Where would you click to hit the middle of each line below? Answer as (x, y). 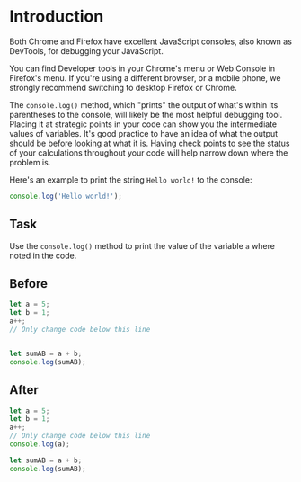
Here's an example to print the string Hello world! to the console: (131, 179)
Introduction (57, 17)
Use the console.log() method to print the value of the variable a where (142, 245)
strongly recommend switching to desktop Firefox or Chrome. (123, 87)
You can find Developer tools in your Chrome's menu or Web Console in (142, 68)
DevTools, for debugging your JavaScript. (86, 50)
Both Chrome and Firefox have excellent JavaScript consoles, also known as (150, 41)
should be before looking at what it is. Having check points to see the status (150, 143)
